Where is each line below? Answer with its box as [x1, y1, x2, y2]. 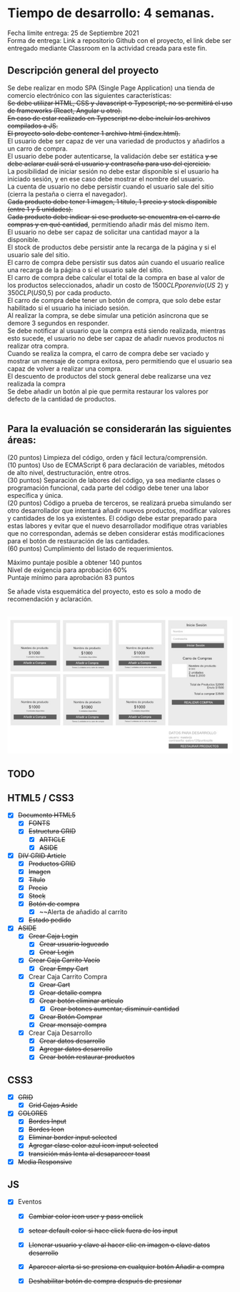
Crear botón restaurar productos [39, 1053, 135, 1061]
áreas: [7, 434, 36, 446]
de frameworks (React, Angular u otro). [7, 106, 123, 115]
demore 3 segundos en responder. [7, 319, 109, 327]
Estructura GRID [28, 827, 76, 836]
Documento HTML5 [17, 811, 76, 819]
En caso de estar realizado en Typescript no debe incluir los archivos [7, 114, 211, 122]
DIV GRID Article [17, 851, 66, 860]
